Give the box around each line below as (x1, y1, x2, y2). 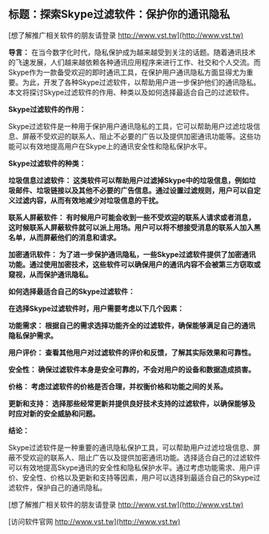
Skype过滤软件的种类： (8, 159, 86, 168)
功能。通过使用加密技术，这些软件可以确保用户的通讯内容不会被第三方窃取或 (8, 259, 261, 269)
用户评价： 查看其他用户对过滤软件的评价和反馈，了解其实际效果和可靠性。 (8, 347, 256, 357)
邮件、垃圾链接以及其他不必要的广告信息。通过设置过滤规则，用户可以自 (14, 185, 254, 195)
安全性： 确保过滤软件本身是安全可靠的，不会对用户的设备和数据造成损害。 (8, 364, 256, 374)
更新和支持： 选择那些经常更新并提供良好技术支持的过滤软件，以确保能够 (8, 399, 249, 408)
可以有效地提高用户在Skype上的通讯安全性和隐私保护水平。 (14, 141, 212, 151)
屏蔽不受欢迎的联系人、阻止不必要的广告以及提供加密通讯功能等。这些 (22, 131, 254, 141)
